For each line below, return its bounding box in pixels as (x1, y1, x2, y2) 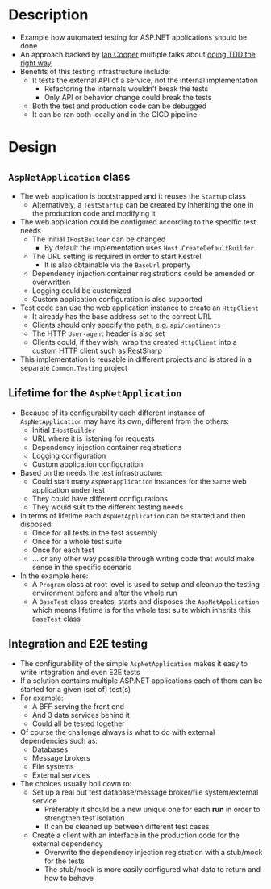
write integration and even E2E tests (19, 667, 140, 677)
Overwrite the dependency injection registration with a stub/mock (44, 847, 263, 857)
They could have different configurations (31, 493, 168, 503)
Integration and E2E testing (8, 637, 148, 651)
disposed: (19, 519, 54, 529)
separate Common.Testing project (19, 363, 127, 372)
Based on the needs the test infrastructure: (19, 468, 163, 477)
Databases (31, 744, 69, 754)
